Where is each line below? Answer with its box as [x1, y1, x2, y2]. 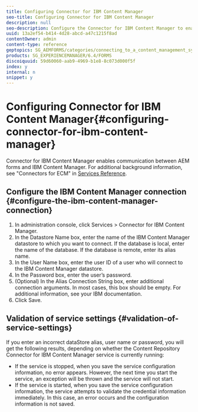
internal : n [6, 69, 35, 75]
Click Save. [14, 296, 42, 303]
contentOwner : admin [6, 36, 57, 42]
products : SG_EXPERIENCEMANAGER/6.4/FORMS [6, 53, 112, 59]
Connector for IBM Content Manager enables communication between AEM [6, 157, 190, 164]
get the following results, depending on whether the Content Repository [6, 345, 180, 352]
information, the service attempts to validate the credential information [14, 388, 186, 395]
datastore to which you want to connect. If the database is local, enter [14, 240, 184, 247]
